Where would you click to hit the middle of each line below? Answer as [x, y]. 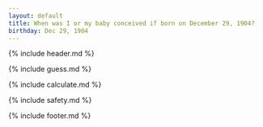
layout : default [36, 16]
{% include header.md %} [51, 54]
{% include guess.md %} [50, 69]
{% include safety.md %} [50, 100]
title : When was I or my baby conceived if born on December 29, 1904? [131, 23]
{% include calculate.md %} [55, 84]
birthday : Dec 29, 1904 [49, 31]
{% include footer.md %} [50, 116]
